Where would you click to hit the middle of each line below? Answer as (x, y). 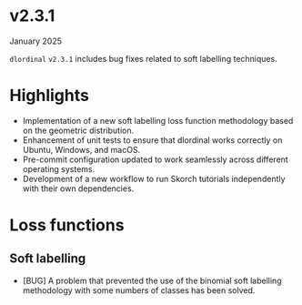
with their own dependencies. (78, 188)
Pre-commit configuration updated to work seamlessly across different (155, 159)
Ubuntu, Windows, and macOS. (81, 149)
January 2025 (35, 41)
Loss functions (67, 225)
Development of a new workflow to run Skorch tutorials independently (154, 178)
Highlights (49, 96)
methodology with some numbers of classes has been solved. (139, 290)
